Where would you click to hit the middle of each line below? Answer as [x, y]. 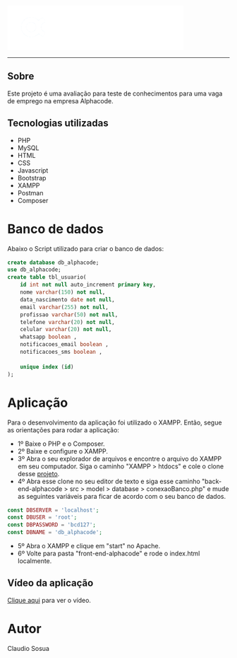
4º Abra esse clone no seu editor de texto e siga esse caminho [109, 481]
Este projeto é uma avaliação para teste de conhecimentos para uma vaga [115, 93]
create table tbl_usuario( [47, 277]
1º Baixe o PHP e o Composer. [61, 444]
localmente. [35, 561]
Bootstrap [32, 178]
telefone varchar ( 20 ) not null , [67, 322]
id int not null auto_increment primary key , [88, 285]
